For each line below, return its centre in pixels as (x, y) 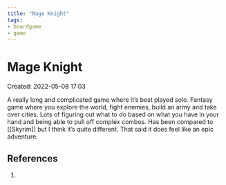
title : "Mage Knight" (38, 14)
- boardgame (24, 26)
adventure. (22, 136)
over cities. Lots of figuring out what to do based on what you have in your (113, 114)
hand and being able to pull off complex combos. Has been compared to (110, 122)
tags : (15, 20)
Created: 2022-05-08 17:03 (47, 87)
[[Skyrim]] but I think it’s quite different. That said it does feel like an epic (111, 130)
